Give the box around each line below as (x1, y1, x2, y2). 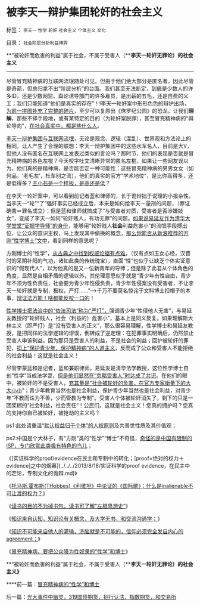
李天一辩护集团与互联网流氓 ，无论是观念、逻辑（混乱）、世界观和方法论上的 (6, 135, 192, 142)
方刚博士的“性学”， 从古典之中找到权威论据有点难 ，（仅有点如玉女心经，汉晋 (6, 249, 191, 256)
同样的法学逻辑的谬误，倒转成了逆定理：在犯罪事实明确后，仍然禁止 (26, 329, 194, 336)
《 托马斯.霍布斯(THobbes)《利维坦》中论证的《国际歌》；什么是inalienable (6, 482, 189, 489)
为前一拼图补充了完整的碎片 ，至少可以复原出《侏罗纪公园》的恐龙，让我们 (6, 107, 189, 114)
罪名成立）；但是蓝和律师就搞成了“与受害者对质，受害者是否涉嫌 (21, 207, 179, 214)
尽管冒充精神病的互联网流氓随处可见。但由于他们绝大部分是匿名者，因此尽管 (6, 77, 194, 84)
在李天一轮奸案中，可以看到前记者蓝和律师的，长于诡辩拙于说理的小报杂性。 (6, 192, 194, 199)
